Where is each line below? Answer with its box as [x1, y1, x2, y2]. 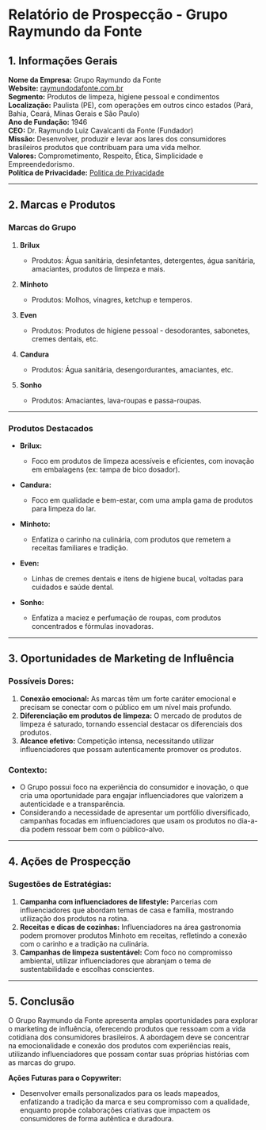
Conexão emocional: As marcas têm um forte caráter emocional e [19, 693, 237, 704]
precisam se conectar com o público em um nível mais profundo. [19, 702, 232, 712]
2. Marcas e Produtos [8, 199, 116, 212]
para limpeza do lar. [31, 503, 97, 513]
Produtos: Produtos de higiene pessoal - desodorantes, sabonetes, [31, 326, 251, 335]
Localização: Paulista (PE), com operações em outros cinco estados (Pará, [8, 101, 253, 110]
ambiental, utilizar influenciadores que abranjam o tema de [19, 955, 211, 966]
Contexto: [8, 764, 47, 775]
